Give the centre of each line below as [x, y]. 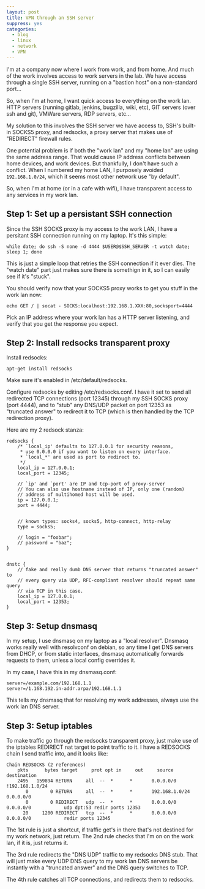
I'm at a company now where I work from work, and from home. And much [100, 69]
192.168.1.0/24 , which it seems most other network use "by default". [93, 176]
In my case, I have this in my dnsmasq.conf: [61, 672]
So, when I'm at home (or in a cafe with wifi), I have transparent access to [99, 188]
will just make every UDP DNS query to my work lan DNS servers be [92, 861]
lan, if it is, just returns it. [37, 843]
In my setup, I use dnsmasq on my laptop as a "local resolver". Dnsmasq [97, 641]
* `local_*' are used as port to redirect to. [80, 457]
